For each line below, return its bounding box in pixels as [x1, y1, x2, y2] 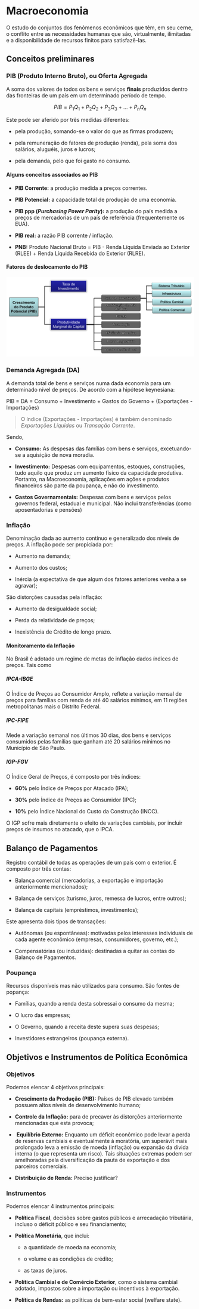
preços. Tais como [6, 662, 52, 669]
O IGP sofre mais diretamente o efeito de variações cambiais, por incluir [6, 819, 183, 826]
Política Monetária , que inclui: [14, 1232, 90, 1240]
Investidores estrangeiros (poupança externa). [14, 1035, 129, 1042]
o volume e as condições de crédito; [23, 1255, 113, 1262]
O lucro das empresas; [14, 1012, 71, 1019]
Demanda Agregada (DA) [6, 366, 80, 374]
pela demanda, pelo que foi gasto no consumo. [14, 157, 131, 165]
